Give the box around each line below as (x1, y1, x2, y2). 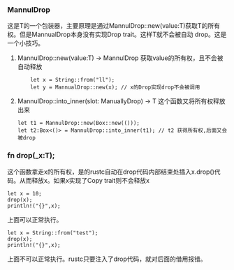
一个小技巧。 (7, 39, 44, 47)
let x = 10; (7, 190, 42, 197)
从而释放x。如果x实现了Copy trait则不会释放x (19, 176, 150, 184)
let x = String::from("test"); (7, 229, 98, 237)
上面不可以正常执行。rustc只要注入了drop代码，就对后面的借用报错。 (7, 255, 207, 263)
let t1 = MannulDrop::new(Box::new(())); (17, 120, 140, 127)
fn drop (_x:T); (7, 151, 55, 160)
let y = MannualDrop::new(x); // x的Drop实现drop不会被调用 (30, 84, 200, 91)
